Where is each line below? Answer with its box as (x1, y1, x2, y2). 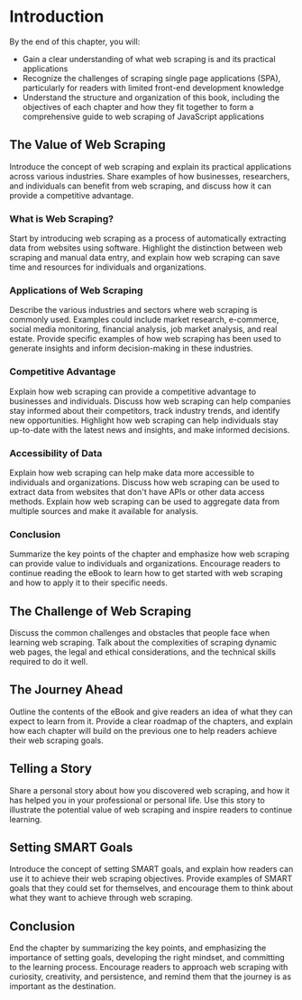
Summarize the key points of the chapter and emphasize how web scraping (9, 548, 290, 560)
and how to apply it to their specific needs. (9, 577, 169, 588)
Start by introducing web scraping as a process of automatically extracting (9, 233, 287, 244)
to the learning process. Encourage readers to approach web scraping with (9, 962, 288, 973)
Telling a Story (9, 761, 93, 776)
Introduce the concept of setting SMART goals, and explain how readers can (9, 864, 294, 875)
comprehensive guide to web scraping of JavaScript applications (22, 111, 264, 122)
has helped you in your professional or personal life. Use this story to (9, 794, 266, 805)
